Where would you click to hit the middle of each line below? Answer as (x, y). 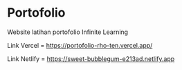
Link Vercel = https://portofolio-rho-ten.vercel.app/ (80, 45)
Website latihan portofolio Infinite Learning (68, 32)
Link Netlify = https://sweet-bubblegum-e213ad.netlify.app (91, 59)
